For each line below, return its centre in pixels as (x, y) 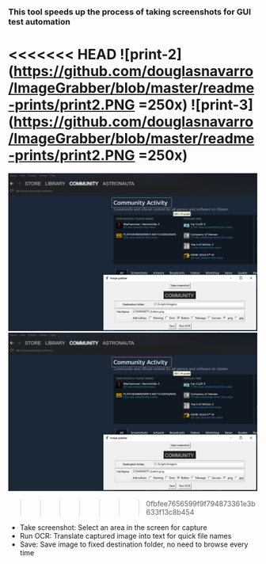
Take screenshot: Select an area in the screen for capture (113, 527)
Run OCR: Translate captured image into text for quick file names (125, 535)
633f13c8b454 (170, 512)
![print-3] (222, 105)
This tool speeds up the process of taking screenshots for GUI (130, 12)
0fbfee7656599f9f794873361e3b (201, 503)
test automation (40, 21)
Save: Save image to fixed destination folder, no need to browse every (134, 544)
